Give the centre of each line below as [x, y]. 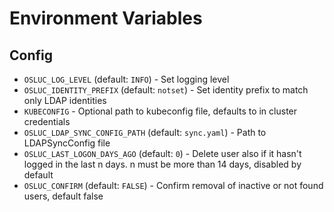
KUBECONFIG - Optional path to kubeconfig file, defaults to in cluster [160, 111]
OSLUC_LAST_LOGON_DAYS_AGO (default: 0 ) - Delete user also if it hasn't [162, 153]
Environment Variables [106, 18]
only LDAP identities [65, 100]
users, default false [63, 196]
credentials [47, 121]
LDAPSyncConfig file [67, 143]
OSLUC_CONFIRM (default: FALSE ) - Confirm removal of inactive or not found [173, 185]
